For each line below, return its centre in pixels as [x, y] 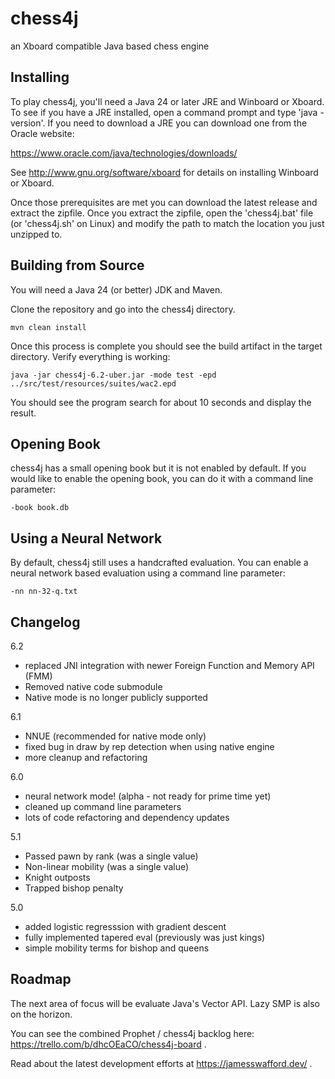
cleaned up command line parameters [103, 806]
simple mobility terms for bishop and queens [117, 948]
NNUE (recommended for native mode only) [115, 736]
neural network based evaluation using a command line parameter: [148, 573]
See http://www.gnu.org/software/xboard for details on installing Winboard [164, 172]
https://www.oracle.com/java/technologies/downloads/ [124, 153]
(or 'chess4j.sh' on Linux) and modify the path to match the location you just [167, 223]
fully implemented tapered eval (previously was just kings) [145, 937]
